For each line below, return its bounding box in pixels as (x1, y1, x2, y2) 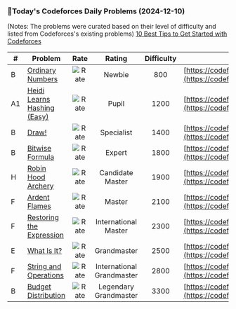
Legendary (98, 282, 135, 291)
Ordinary (27, 66, 56, 76)
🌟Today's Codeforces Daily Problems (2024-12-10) (7, 6, 185, 16)
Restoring (27, 213, 60, 223)
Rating (105, 54, 128, 64)
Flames (27, 201, 51, 211)
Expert (105, 148, 128, 158)
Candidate (99, 168, 133, 178)
